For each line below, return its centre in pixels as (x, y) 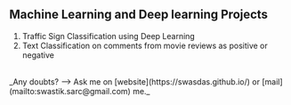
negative (38, 55)
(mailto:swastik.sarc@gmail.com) (70, 91)
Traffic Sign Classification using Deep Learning (109, 36)
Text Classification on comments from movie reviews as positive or (145, 45)
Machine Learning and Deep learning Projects (139, 15)
